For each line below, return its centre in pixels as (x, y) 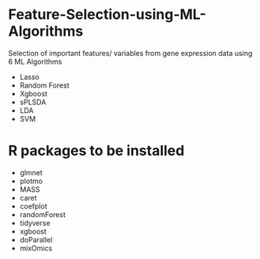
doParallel (36, 239)
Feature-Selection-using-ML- (107, 15)
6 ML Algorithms (35, 62)
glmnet (31, 172)
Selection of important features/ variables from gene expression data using (130, 53)
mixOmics (36, 248)
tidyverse (35, 223)
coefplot (33, 206)
